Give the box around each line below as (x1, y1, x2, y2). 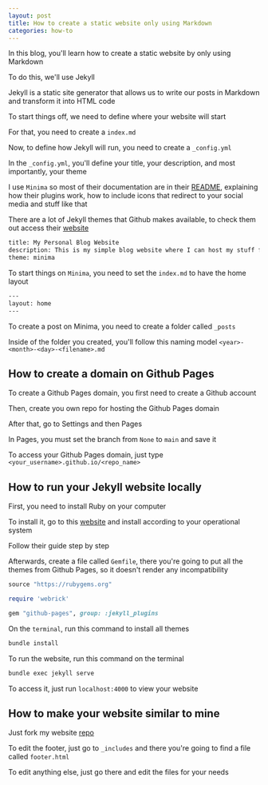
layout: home (8, 299, 52, 308)
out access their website (8, 223, 89, 233)
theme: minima (8, 253, 56, 262)
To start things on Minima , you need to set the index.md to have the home (8, 269, 246, 277)
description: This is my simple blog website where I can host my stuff (8, 246, 255, 254)
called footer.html (8, 752, 70, 762)
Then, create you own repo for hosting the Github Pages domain (8, 404, 219, 413)
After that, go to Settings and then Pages (8, 419, 142, 428)
